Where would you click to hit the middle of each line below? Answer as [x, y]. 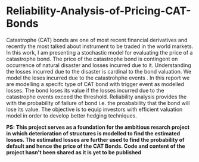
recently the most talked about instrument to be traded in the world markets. [100, 46]
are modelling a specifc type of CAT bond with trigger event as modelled [95, 84]
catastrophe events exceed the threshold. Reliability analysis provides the [97, 97]
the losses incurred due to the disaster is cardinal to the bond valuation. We [99, 71]
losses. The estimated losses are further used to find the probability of [95, 139]
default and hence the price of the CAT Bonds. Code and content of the [96, 146]
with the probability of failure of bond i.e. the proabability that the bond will [98, 103]
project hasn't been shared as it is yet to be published [74, 152]
